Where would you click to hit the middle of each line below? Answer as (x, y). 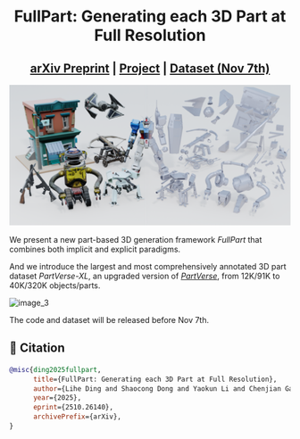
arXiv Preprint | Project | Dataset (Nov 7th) (150, 68)
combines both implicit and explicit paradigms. (95, 249)
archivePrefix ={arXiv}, (77, 417)
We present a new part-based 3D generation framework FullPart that (136, 240)
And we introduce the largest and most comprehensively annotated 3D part (148, 266)
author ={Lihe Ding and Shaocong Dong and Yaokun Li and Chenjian (157, 389)
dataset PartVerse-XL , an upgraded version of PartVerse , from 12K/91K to (145, 276)
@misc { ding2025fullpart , (55, 369)
